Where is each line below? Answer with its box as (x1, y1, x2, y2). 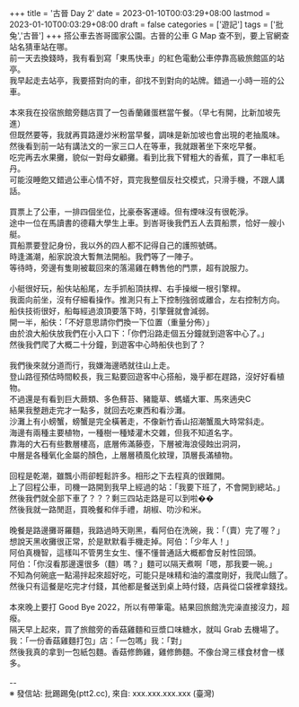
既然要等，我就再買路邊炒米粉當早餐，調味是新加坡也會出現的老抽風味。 (16, 129, 285, 140)
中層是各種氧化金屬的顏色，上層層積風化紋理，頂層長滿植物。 (9, 450, 238, 460)
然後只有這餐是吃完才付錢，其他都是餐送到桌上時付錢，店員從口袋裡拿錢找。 (9, 581, 293, 591)
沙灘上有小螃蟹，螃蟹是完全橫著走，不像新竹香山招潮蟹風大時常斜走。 (9, 416, 269, 426)
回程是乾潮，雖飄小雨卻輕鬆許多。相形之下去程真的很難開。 (9, 470, 230, 481)
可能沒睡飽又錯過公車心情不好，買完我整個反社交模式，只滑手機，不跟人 (9, 174, 277, 185)
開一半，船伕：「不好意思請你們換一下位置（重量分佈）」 (9, 317, 214, 327)
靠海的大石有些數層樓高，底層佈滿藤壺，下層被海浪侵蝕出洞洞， (9, 439, 245, 449)
